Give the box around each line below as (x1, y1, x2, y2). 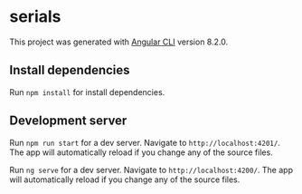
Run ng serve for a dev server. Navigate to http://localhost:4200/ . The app (9, 164, 294, 175)
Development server (9, 113, 127, 129)
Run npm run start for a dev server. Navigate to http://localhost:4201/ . (9, 137, 280, 148)
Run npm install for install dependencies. (9, 86, 165, 97)
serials (9, 6, 61, 27)
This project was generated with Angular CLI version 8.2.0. (9, 36, 229, 47)
